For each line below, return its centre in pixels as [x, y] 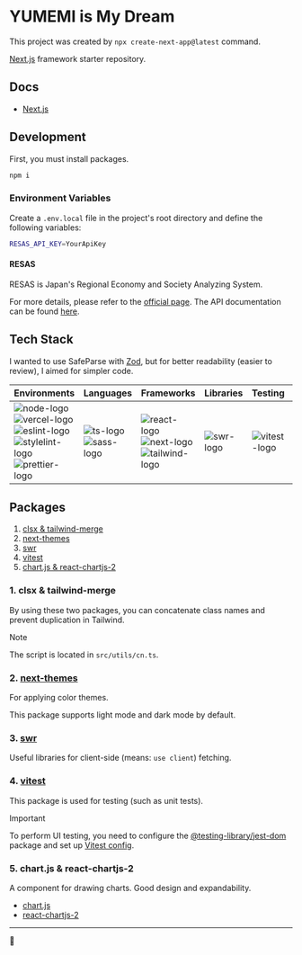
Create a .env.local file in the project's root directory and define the [136, 218]
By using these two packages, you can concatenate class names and [137, 610]
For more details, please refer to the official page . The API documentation [145, 301]
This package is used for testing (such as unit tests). [107, 800]
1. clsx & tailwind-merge [63, 591]
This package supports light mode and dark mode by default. [123, 715]
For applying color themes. [59, 698]
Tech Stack [41, 339]
